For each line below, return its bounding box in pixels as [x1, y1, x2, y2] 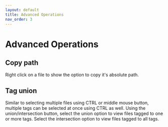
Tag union [5, 86, 37, 95]
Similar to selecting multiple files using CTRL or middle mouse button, [5, 100, 149, 106]
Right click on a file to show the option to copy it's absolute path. [5, 72, 139, 78]
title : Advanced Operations [5, 12, 64, 17]
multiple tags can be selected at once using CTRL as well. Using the [5, 105, 146, 111]
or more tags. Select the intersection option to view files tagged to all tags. [5, 116, 159, 122]
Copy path [5, 58, 39, 67]
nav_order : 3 [5, 17, 33, 22]
